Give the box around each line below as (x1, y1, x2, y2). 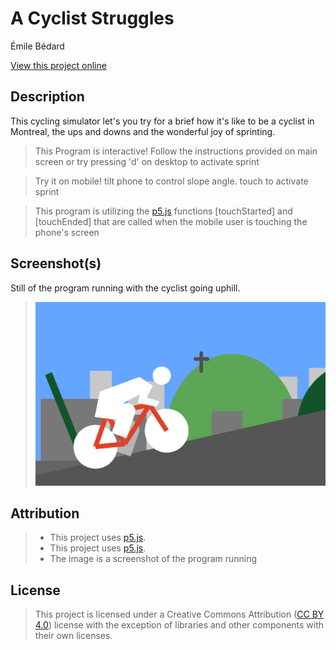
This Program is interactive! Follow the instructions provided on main (34, 145, 318, 157)
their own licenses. (34, 630, 113, 642)
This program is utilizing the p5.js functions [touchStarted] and (34, 205, 293, 217)
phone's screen (34, 226, 100, 238)
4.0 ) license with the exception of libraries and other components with (34, 619, 325, 631)
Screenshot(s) (10, 255, 102, 272)
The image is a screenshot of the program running (49, 553, 258, 565)
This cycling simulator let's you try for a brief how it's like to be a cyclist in (10, 115, 315, 127)
